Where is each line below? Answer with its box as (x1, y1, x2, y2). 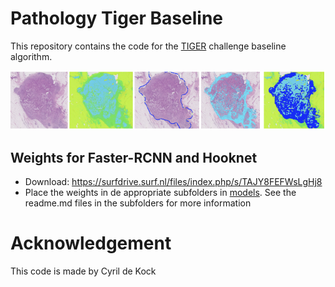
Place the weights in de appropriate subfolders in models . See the (24, 186, 297, 198)
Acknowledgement (10, 232, 172, 255)
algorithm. (10, 50, 53, 62)
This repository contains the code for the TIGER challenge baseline (10, 40, 287, 52)
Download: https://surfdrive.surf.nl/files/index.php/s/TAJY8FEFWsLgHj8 (24, 175, 323, 187)
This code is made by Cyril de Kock (10, 265, 157, 277)
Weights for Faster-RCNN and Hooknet (10, 149, 258, 166)
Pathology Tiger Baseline (10, 7, 224, 30)
